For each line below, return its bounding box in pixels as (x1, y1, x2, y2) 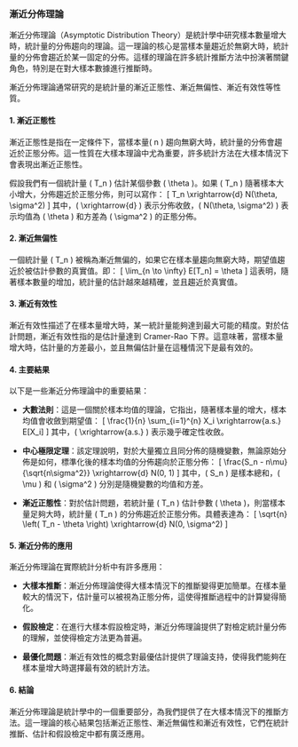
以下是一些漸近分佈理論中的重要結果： (9, 385, 149, 396)
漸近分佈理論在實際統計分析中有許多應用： (9, 561, 165, 572)
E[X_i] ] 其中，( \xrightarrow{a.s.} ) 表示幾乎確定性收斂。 (21, 426, 229, 437)
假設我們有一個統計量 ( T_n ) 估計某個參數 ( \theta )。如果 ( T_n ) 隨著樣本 (9, 178, 277, 188)
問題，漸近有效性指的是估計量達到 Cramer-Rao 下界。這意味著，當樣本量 (16, 330, 284, 341)
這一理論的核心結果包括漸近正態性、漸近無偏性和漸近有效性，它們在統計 (24, 717, 289, 727)
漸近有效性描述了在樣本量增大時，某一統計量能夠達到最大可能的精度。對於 (9, 320, 281, 330)
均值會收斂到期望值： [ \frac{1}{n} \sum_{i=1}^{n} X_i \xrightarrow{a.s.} (21, 416, 282, 426)
